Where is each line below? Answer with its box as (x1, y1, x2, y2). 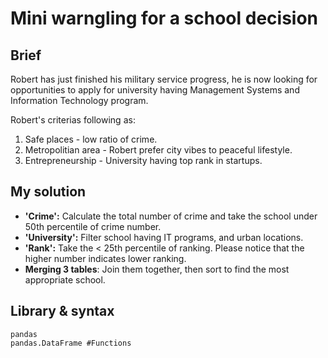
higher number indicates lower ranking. (24, 252, 187, 264)
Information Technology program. (10, 95, 149, 106)
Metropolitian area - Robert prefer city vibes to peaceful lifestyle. (24, 144, 293, 156)
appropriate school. (24, 273, 106, 286)
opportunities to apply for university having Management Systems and (10, 84, 300, 96)
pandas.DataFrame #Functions (10, 338, 132, 348)
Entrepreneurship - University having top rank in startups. (24, 155, 263, 166)
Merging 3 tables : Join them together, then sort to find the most (24, 263, 290, 275)
